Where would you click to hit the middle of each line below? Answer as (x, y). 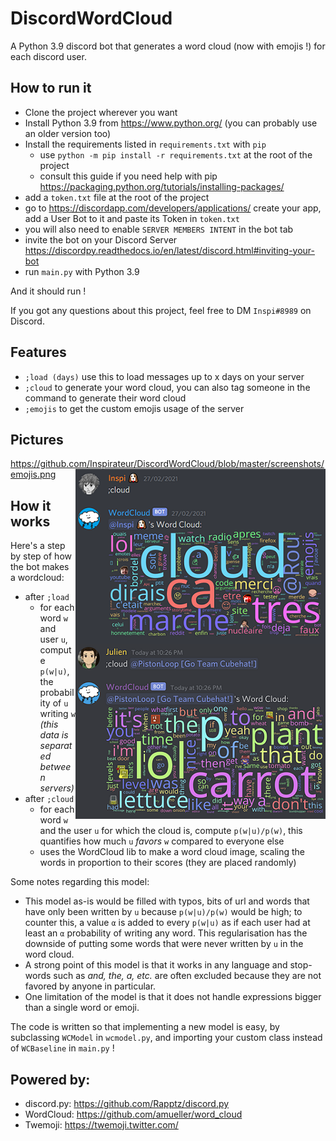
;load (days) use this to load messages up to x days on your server (164, 376)
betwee (55, 767)
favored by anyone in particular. (90, 986)
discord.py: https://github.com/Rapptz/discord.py (127, 1103)
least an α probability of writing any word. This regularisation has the (166, 933)
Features (38, 352)
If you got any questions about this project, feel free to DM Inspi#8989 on (161, 310)
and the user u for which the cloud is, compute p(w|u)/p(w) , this (171, 831)
